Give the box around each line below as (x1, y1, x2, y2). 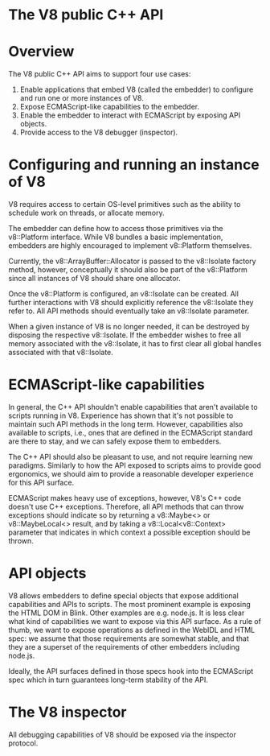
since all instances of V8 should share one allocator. (8, 274, 181, 283)
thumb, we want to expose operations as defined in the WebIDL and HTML (8, 625, 256, 634)
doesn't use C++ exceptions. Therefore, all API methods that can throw (8, 502, 244, 511)
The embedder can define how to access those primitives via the (8, 224, 223, 233)
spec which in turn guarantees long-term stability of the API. (8, 675, 209, 684)
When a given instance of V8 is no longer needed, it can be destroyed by (8, 322, 251, 332)
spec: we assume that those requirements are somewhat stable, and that (8, 634, 249, 643)
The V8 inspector (8, 703, 127, 721)
